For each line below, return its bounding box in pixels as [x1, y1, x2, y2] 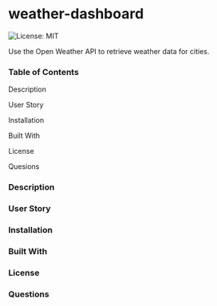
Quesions [8, 162, 40, 171]
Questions [8, 288, 49, 300]
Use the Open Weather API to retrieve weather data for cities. [8, 46, 210, 56]
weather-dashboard [8, 5, 144, 23]
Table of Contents [8, 66, 80, 77]
